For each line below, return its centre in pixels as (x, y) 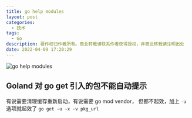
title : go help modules (35, 11)
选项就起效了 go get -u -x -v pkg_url (53, 108)
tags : (13, 33)
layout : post (22, 17)
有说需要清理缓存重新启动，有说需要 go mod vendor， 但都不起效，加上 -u (96, 101)
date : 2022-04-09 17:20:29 (39, 50)
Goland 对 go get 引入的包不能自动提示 (77, 86)
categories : (21, 22)
